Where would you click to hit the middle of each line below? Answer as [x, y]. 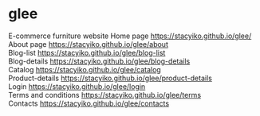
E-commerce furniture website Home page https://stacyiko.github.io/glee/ [130, 36]
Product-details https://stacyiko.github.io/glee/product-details [110, 78]
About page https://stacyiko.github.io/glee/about [89, 44]
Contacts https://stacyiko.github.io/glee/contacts [89, 103]
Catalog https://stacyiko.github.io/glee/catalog [85, 69]
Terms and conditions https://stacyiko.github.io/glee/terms [105, 95]
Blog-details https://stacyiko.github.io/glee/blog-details [99, 61]
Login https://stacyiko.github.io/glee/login [77, 86]
